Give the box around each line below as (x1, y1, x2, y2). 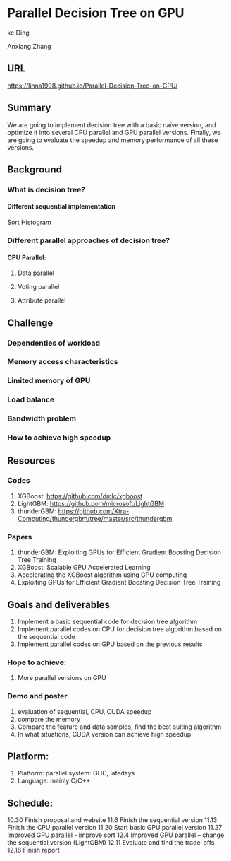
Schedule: (7, 797, 54, 809)
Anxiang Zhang (7, 42, 51, 50)
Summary (7, 102, 51, 114)
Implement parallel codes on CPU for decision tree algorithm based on (17, 624, 222, 633)
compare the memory (17, 715, 81, 723)
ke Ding (7, 28, 30, 37)
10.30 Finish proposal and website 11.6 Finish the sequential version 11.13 (7, 816, 218, 824)
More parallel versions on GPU (17, 674, 107, 682)
